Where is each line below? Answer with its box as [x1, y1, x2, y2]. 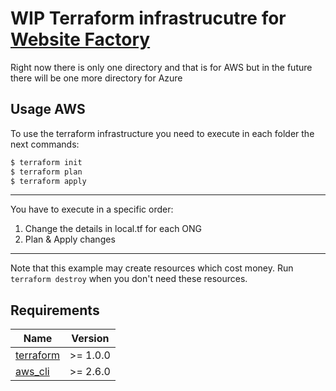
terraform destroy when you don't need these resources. [10, 273, 248, 285]
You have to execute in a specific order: [10, 203, 174, 216]
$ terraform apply [10, 176, 87, 186]
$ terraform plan [10, 167, 83, 177]
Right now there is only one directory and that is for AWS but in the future [10, 61, 313, 73]
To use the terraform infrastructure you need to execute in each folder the [10, 127, 315, 139]
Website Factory [10, 28, 151, 51]
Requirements [10, 302, 100, 319]
